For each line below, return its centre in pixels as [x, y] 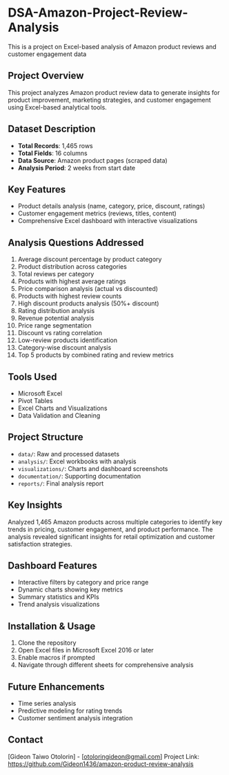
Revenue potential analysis [56, 318]
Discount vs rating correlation [60, 333]
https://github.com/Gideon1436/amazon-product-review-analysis [101, 764]
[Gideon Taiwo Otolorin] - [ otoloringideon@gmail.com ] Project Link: [103, 756]
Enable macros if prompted [56, 658]
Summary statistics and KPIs [58, 597]
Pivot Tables [36, 401]
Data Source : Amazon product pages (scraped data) [92, 160]
